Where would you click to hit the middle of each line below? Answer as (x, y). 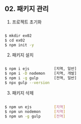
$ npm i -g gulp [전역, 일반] (41, 78)
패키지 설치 (23, 55)
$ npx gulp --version (27, 83)
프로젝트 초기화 (27, 22)
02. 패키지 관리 (27, 9)
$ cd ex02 (15, 40)
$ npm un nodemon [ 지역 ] (35, 112)
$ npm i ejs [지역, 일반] (41, 69)
